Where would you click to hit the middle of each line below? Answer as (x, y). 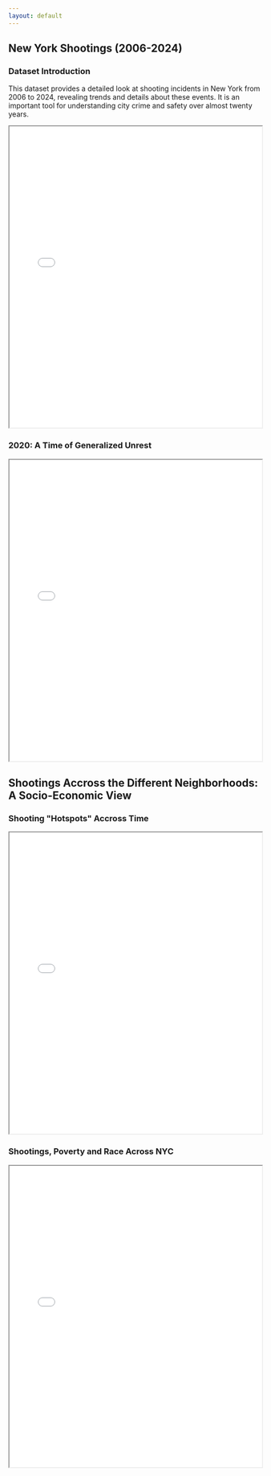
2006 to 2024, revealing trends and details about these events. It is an (124, 97)
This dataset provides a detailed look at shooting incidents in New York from (134, 88)
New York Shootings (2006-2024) (95, 49)
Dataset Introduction (49, 71)
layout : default (35, 16)
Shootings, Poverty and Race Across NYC (91, 1151)
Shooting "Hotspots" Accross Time (79, 818)
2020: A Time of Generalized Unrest (80, 445)
